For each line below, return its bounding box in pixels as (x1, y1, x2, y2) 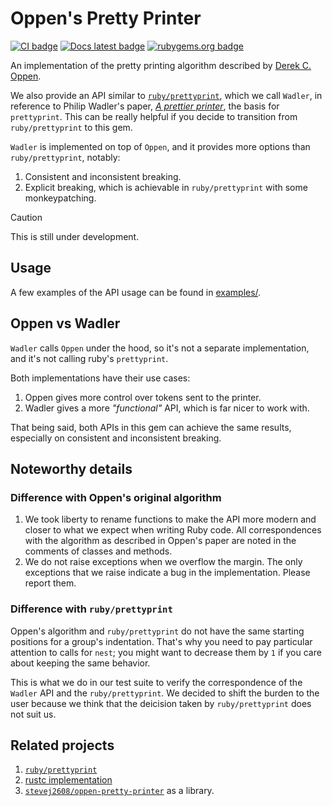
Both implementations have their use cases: (10, 372, 191, 384)
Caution (10, 211, 43, 223)
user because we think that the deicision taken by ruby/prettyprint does (10, 697, 312, 709)
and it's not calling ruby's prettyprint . (10, 352, 169, 364)
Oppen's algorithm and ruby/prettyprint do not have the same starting (10, 625, 305, 637)
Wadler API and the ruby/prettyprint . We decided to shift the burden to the (10, 687, 320, 699)
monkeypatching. (24, 192, 97, 204)
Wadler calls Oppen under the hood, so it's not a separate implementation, (10, 342, 310, 354)
